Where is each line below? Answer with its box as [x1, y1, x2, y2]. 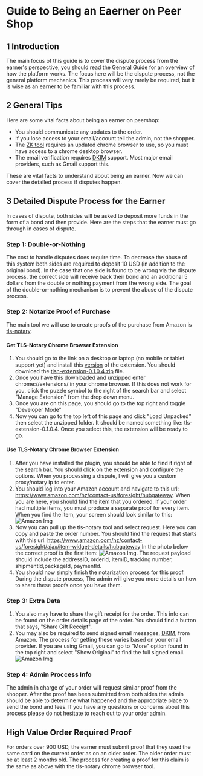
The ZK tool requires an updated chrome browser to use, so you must [14, 141, 188, 148]
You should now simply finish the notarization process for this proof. [14, 569, 185, 576]
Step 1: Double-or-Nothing [6, 240, 86, 249]
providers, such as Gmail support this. [14, 160, 110, 168]
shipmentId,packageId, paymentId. [14, 562, 102, 569]
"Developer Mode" [14, 406, 62, 414]
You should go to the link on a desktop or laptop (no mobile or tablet [14, 355, 185, 362]
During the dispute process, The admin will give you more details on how [14, 575, 197, 582]
